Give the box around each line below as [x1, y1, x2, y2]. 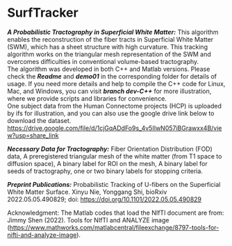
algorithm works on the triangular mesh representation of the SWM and [7, 50, 212, 58]
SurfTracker [7, 5, 78, 21]
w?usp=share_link [7, 131, 59, 140]
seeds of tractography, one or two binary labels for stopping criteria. [7, 167, 204, 175]
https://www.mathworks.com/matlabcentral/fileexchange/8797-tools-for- [9, 223, 219, 231]
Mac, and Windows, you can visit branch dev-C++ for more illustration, [7, 87, 212, 95]
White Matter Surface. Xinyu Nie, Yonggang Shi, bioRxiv [7, 188, 167, 196]
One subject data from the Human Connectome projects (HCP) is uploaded [7, 101, 222, 110]
